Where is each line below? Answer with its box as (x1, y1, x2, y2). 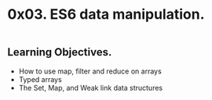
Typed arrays (18, 74, 62, 84)
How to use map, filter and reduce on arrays (18, 66, 162, 76)
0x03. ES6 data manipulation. (7, 5, 205, 23)
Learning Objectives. (7, 45, 112, 59)
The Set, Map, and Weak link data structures (18, 83, 163, 92)
